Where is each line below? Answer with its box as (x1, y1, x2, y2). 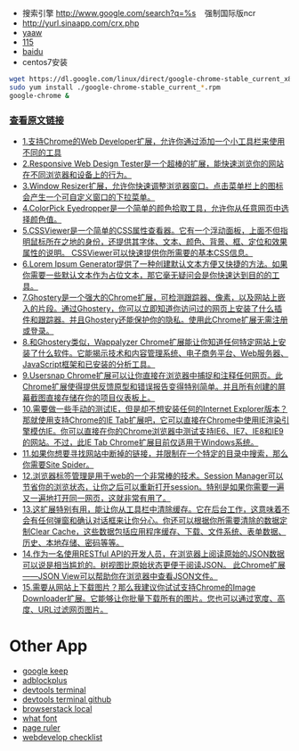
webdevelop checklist (21, 731, 103, 742)
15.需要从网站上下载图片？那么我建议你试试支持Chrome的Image (21, 582, 256, 592)
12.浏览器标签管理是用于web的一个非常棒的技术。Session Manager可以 (21, 470, 284, 481)
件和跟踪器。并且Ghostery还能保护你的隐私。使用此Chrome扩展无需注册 (21, 314, 288, 325)
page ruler (21, 722, 61, 733)
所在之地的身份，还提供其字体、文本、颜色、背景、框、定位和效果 (45, 235, 287, 247)
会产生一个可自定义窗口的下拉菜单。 (21, 191, 156, 202)
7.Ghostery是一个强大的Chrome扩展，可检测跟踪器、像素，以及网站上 (21, 292, 279, 302)
